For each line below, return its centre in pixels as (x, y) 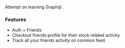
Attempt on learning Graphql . (35, 7)
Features (16, 19)
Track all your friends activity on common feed (58, 40)
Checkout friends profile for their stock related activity (66, 35)
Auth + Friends (27, 30)
